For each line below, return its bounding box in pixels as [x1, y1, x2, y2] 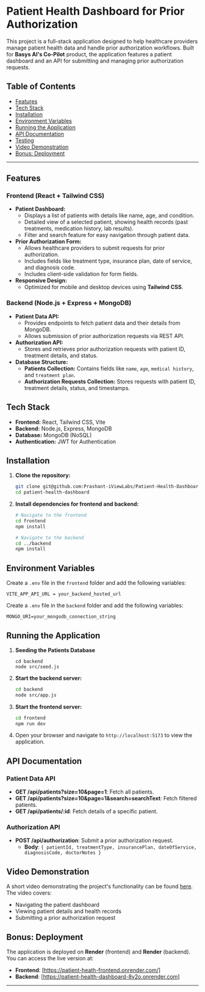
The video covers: [6, 889, 52, 896]
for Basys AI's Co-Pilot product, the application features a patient [6, 50, 172, 58]
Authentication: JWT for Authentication [15, 438, 117, 445]
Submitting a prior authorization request [15, 914, 116, 922]
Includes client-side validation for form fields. [24, 271, 138, 278]
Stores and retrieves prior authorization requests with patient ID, [24, 345, 186, 353]
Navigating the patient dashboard [15, 901, 99, 909]
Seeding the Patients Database [15, 646, 96, 653]
